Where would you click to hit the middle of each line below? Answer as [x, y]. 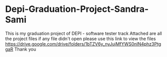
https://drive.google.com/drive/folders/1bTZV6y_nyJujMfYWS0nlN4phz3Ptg [83, 44]
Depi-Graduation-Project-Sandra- [77, 9]
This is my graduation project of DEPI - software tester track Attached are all [83, 33]
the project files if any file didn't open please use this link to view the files [81, 39]
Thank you [25, 49]
